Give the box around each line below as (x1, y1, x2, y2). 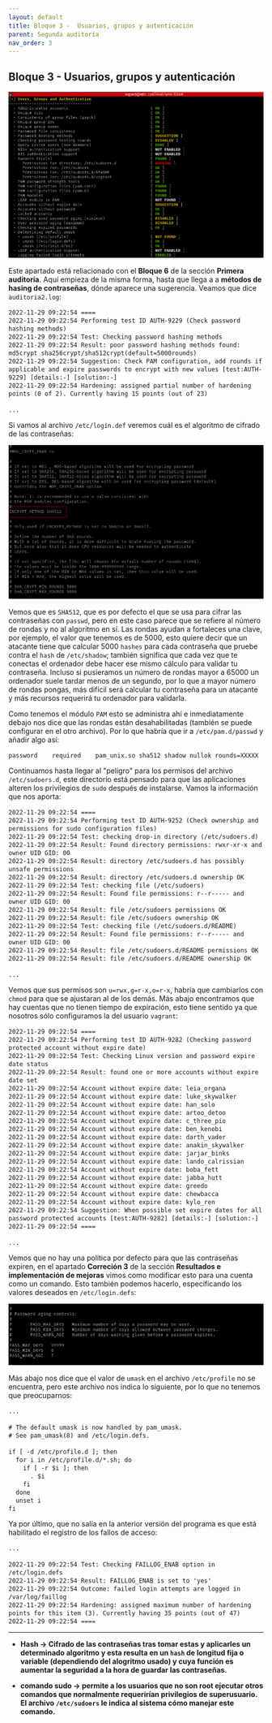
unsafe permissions (8, 865, 74, 873)
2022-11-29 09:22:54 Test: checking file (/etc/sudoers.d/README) (8, 922, 237, 930)
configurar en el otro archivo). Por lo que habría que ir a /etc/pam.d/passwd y (8, 726, 264, 736)
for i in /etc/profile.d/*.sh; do (15, 1456, 132, 1465)
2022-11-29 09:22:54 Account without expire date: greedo (8, 1181, 208, 1190)
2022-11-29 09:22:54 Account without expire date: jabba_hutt (8, 1173, 223, 1181)
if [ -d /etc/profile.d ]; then (8, 1448, 117, 1457)
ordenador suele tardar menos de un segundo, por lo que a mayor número (8, 676, 257, 685)
